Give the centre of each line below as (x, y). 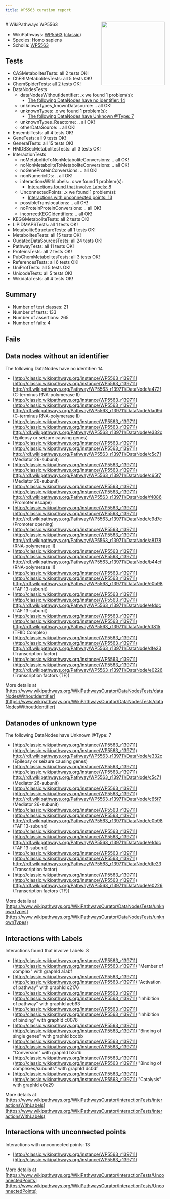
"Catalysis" (150, 1080)
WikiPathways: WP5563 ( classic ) (47, 34)
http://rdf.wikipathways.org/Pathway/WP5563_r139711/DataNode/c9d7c (87, 519)
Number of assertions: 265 (41, 318)
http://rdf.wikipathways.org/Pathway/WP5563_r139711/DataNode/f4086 (87, 497)
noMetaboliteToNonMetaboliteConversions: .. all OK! (75, 160)
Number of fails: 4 (31, 323)
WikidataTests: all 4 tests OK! (43, 279)
